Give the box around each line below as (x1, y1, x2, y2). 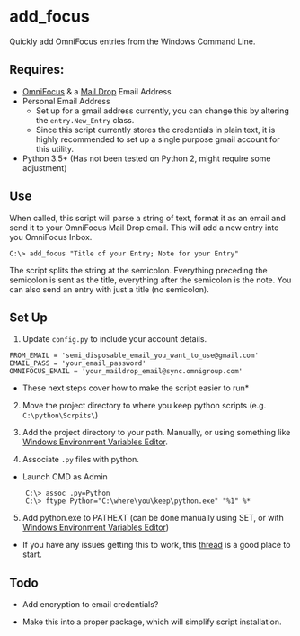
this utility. (35, 143, 75, 154)
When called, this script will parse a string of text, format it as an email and (9, 212, 286, 223)
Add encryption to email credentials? (22, 599, 159, 610)
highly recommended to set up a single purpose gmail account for (35, 133, 280, 145)
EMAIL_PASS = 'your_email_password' (9, 359, 146, 368)
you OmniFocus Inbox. (9, 231, 93, 242)
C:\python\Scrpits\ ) (22, 409, 99, 420)
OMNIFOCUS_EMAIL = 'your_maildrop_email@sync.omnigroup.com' (9, 367, 243, 376)
